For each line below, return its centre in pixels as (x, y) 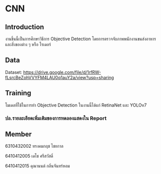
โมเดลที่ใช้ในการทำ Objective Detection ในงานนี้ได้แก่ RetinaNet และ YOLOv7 (76, 105)
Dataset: (14, 72)
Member (19, 134)
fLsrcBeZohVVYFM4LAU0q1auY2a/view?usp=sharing (60, 77)
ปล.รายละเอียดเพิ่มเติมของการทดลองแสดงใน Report (56, 118)
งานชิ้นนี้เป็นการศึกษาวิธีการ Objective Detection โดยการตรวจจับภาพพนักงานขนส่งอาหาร (81, 39)
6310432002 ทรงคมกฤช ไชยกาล (34, 146)
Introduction (25, 27)
